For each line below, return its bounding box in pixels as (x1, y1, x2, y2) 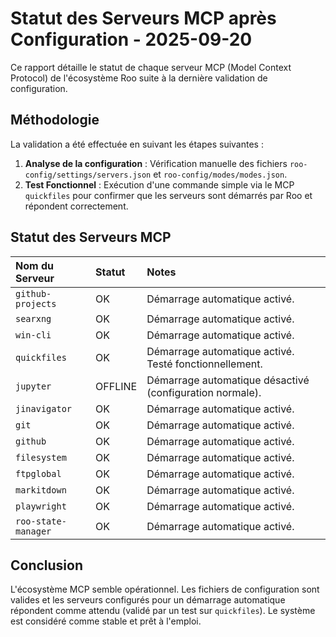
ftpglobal (15, 468, 62, 479)
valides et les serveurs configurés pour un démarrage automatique (10, 594, 286, 606)
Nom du (15, 258, 54, 272)
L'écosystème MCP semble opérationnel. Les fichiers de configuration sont (10, 583, 320, 596)
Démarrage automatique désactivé (146, 373, 310, 387)
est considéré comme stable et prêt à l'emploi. (10, 615, 202, 627)
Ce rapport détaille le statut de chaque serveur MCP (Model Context (10, 61, 292, 73)
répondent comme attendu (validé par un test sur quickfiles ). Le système (10, 605, 316, 617)
